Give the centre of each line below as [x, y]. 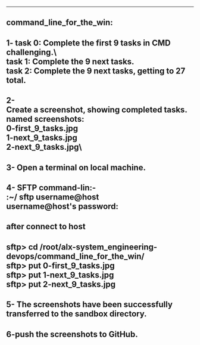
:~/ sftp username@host [53, 197]
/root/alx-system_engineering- [99, 247]
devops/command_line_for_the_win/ [75, 256]
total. [16, 80]
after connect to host [46, 227]
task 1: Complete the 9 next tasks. [70, 61]
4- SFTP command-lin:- [51, 188]
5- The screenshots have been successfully [89, 305]
